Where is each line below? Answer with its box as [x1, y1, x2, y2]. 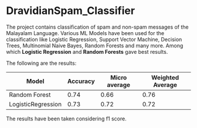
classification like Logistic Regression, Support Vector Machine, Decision [6, 36, 182, 43]
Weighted [151, 73, 179, 81]
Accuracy [67, 77, 95, 85]
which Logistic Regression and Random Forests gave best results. [6, 48, 168, 55]
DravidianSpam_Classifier [6, 4, 135, 18]
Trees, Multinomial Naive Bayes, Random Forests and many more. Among [6, 42, 184, 49]
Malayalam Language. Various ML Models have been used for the [6, 29, 165, 36]
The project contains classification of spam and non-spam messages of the [6, 23, 189, 30]
